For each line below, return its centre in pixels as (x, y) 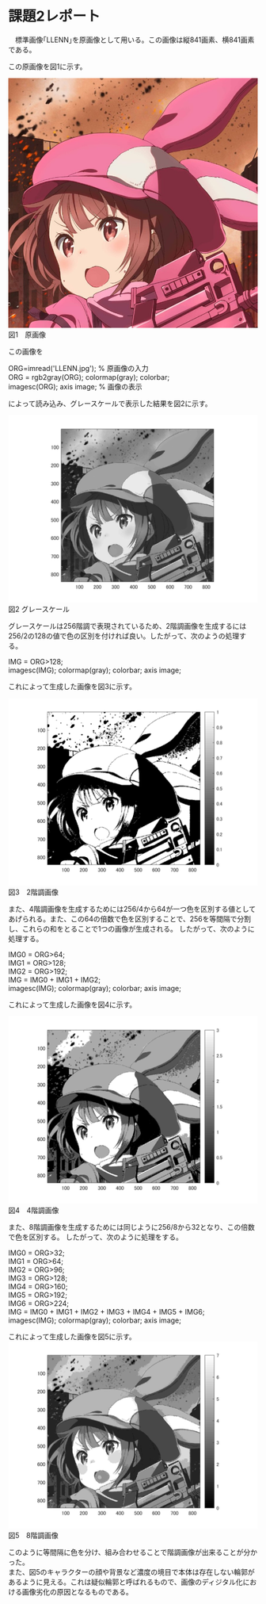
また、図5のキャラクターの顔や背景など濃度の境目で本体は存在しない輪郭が (131, 1571)
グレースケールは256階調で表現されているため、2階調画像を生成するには (127, 626)
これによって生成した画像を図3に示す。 (72, 686)
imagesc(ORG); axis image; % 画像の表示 (75, 386)
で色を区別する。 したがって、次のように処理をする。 (96, 1237)
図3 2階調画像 (34, 892)
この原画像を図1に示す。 (47, 66)
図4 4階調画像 (34, 1210)
